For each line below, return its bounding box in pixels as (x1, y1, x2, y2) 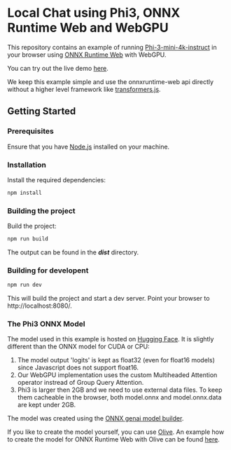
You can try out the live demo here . (7, 64, 108, 72)
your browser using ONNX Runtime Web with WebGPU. (7, 50, 167, 59)
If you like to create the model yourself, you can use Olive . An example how (7, 428, 225, 436)
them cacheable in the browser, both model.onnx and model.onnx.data (17, 393, 222, 402)
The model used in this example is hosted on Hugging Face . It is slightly (7, 335, 214, 343)
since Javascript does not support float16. (17, 363, 139, 372)
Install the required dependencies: (7, 175, 106, 184)
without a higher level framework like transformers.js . (7, 85, 161, 93)
